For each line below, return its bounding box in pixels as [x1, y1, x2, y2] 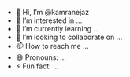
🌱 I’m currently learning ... [15, 24, 100, 33]
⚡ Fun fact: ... [15, 61, 59, 71]
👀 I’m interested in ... [15, 16, 83, 25]
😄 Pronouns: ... [15, 53, 67, 62]
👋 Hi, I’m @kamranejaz [15, 8, 89, 16]
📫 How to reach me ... [15, 42, 89, 50]
